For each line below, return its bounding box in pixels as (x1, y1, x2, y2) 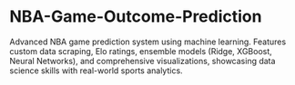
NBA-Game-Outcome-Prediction (9, 6, 262, 27)
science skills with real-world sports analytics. (9, 65, 184, 76)
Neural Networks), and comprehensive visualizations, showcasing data (9, 55, 276, 66)
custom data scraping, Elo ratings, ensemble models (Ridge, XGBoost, (9, 45, 273, 56)
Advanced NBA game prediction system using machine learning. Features (9, 36, 287, 47)
